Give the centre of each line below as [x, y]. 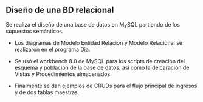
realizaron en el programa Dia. [52, 49]
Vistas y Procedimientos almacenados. [63, 74]
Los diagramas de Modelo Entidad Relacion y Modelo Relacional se [98, 42]
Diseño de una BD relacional [60, 10]
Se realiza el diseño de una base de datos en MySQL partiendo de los [93, 24]
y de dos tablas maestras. [47, 92]
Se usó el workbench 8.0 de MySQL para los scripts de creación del [100, 61]
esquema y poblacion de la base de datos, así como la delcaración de [102, 67]
